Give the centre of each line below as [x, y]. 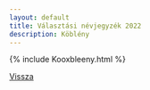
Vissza [21, 77]
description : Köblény [50, 34]
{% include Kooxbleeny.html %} [68, 60]
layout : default [39, 17]
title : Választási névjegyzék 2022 [75, 26]
